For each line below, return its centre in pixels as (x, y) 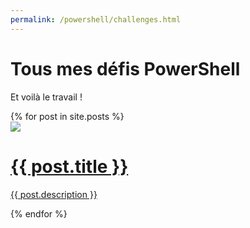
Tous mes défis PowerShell (125, 68)
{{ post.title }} (69, 166)
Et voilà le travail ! (46, 97)
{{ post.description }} (54, 194)
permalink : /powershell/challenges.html (96, 19)
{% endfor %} (39, 213)
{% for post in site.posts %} (67, 116)
